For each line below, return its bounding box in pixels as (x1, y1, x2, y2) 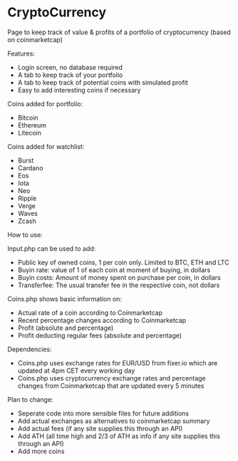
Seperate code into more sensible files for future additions (17, 409, 190, 418)
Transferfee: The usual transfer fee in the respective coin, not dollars (17, 281, 220, 289)
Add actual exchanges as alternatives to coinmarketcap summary (17, 416, 210, 425)
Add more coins (17, 447, 65, 455)
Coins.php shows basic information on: (7, 294, 123, 303)
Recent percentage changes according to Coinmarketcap (17, 316, 187, 324)
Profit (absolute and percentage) (17, 323, 114, 332)
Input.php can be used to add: (7, 244, 96, 253)
